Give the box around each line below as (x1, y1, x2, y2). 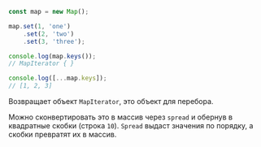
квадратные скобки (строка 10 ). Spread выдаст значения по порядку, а (8, 121, 254, 130)
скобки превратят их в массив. (8, 130, 117, 139)
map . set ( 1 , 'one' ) (8, 22, 71, 30)
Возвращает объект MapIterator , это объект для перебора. (8, 97, 214, 106)
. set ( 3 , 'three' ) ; (23, 37, 85, 45)
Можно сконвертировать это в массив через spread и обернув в (8, 112, 233, 122)
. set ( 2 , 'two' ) (23, 29, 75, 38)
